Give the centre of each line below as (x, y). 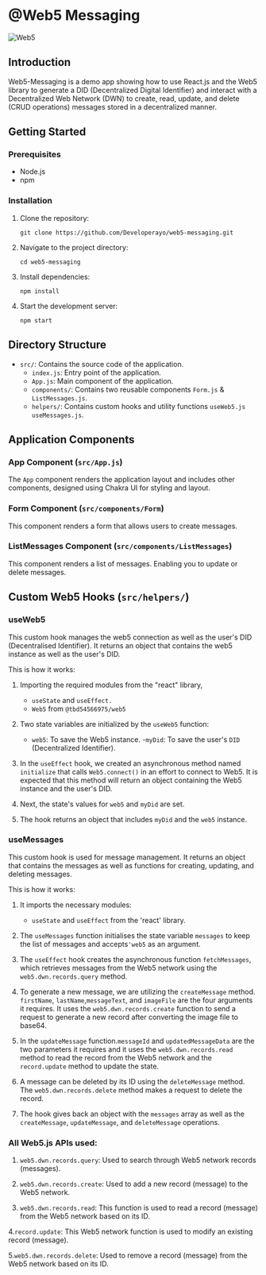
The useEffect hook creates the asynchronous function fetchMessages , (135, 959)
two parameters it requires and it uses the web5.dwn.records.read (126, 1049)
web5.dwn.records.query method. (73, 976)
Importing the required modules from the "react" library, (111, 685)
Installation (31, 201)
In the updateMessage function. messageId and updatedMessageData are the (137, 1041)
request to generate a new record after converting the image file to (129, 1017)
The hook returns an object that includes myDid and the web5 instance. (133, 819)
